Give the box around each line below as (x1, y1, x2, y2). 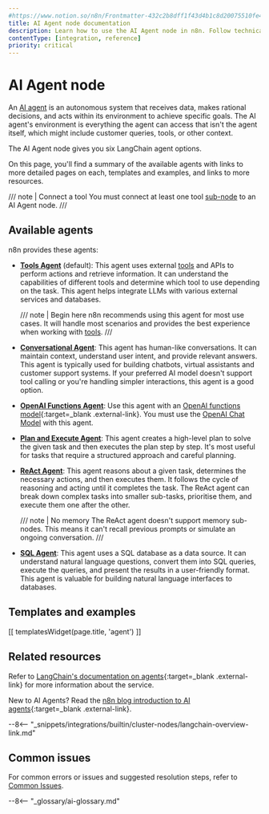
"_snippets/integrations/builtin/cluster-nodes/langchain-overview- (30, 719, 250, 729)
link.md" (8, 727, 36, 738)
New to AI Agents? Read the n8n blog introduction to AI (8, 695, 191, 705)
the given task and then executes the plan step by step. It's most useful (19, 442, 256, 452)
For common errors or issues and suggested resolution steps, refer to (8, 772, 238, 782)
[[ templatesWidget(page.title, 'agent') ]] (8, 626, 142, 636)
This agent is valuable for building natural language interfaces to (19, 573, 233, 583)
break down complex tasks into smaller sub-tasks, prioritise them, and (19, 491, 252, 501)
